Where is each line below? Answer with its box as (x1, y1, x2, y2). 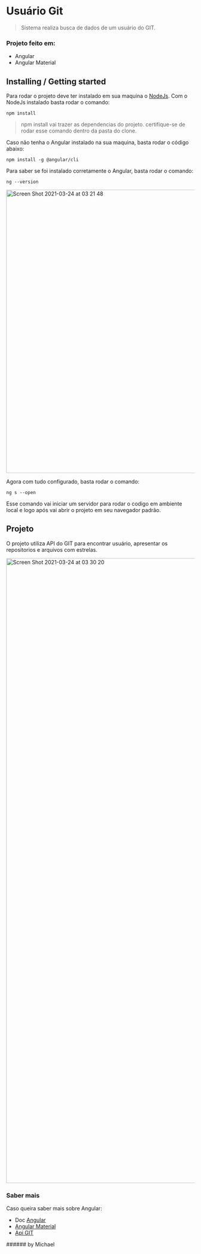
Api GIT (14, 1229, 34, 1237)
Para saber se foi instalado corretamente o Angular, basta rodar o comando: (6, 167, 193, 175)
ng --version (6, 179, 39, 185)
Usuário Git (6, 4, 63, 18)
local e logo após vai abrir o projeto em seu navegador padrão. (6, 507, 162, 514)
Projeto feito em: (6, 39, 56, 47)
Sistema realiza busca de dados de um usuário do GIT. (20, 24, 156, 31)
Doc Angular (14, 1216, 46, 1224)
